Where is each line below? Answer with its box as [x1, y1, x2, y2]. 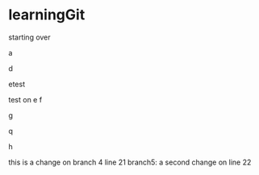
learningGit [8, 6, 86, 24]
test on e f [8, 94, 43, 104]
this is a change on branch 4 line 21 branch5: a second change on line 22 [8, 157, 252, 167]
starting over [8, 32, 51, 42]
